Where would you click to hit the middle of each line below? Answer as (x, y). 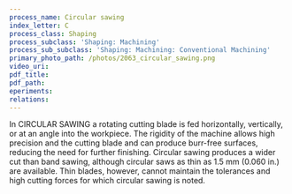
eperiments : (31, 91)
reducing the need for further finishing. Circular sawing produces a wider (142, 153)
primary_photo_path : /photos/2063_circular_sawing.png (112, 58)
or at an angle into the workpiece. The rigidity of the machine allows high (142, 134)
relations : (29, 99)
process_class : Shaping (53, 34)
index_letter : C (39, 26)
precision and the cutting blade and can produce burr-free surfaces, (134, 143)
